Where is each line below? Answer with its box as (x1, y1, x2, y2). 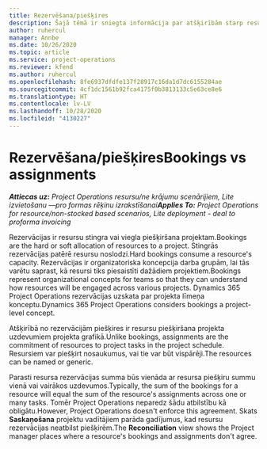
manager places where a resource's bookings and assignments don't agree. (9, 431, 257, 440)
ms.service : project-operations (9, 56, 116, 64)
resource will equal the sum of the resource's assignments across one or (9, 389, 247, 398)
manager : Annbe (9, 33, 59, 42)
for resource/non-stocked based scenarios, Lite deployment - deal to (9, 208, 236, 218)
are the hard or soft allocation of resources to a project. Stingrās (9, 241, 219, 250)
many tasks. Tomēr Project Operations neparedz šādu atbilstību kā (9, 398, 227, 407)
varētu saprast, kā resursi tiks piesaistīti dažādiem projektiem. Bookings (9, 266, 241, 276)
